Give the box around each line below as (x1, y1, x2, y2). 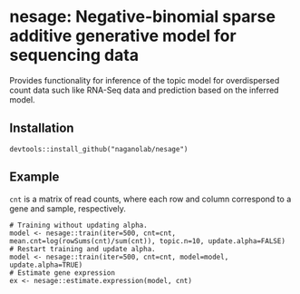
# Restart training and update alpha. (9, 244, 156, 253)
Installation (9, 121, 74, 136)
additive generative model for (9, 25, 237, 46)
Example (9, 170, 60, 185)
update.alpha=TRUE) (9, 260, 83, 269)
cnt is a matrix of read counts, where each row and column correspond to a (9, 193, 292, 204)
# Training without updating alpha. (9, 220, 148, 230)
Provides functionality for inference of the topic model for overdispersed (9, 74, 280, 85)
